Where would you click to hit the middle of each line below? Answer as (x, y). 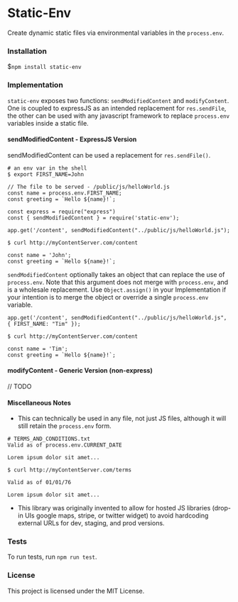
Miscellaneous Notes (39, 403)
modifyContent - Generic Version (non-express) (80, 371)
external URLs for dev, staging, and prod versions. (91, 523)
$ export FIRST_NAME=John (45, 174)
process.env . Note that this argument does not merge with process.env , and (118, 282)
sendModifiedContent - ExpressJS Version (72, 139)
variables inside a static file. (48, 123)
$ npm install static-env (44, 67)
